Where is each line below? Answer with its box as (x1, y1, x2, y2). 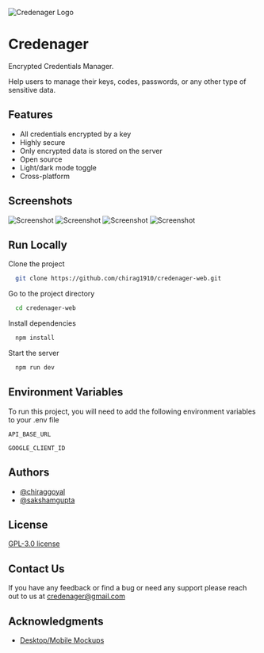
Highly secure (19, 137, 66, 147)
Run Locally (8, 238, 67, 251)
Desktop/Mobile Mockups (19, 635, 105, 645)
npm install (15, 334, 55, 342)
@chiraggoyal (19, 487, 66, 496)
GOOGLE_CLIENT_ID (8, 444, 66, 452)
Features (8, 108, 53, 122)
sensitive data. (8, 85, 56, 94)
